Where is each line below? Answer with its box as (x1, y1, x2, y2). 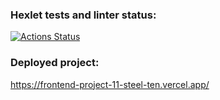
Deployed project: (10, 56, 100, 70)
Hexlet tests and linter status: (10, 8, 157, 22)
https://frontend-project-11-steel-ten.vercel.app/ (10, 78, 210, 90)
